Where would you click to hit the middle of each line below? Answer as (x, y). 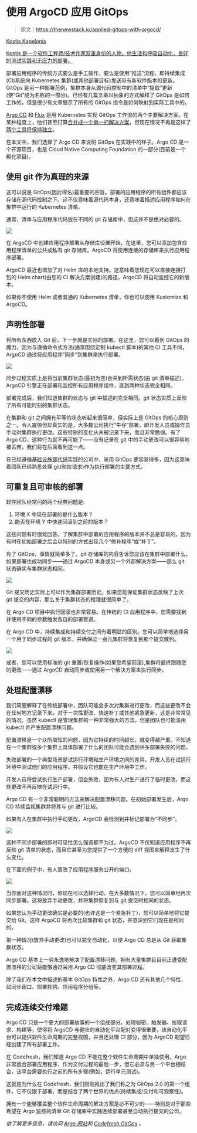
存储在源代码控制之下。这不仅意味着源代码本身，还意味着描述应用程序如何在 (98, 199)
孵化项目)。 (20, 157)
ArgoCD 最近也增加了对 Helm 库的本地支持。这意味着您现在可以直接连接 (94, 270)
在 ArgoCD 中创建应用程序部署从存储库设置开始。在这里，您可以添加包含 (94, 242)
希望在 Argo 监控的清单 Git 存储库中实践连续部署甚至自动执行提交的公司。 (95, 1111)
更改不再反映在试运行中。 (42, 787)
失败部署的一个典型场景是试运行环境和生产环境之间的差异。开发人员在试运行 (98, 759)
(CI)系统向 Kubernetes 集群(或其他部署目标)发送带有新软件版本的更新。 (92, 80)
